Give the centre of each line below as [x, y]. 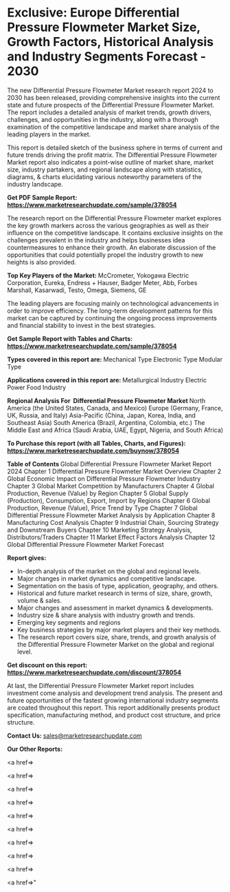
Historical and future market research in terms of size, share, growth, [115, 593]
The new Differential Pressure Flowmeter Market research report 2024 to [111, 90]
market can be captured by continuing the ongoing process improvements [112, 318]
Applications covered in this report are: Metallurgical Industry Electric [107, 380]
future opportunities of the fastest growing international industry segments [113, 700]
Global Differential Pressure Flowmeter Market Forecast [85, 544]
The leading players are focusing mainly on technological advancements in [113, 303]
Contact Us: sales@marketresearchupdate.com [74, 736]
